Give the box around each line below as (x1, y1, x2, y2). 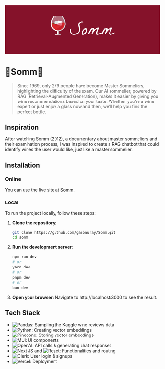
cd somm (12, 235, 28, 240)
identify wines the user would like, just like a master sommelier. (5, 146, 133, 153)
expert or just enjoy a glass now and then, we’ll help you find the (17, 103, 148, 109)
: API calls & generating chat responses (32, 343, 112, 349)
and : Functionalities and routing (34, 348, 116, 354)
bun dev (12, 285, 28, 291)
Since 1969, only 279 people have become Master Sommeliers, (17, 82, 145, 89)
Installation (5, 161, 40, 169)
